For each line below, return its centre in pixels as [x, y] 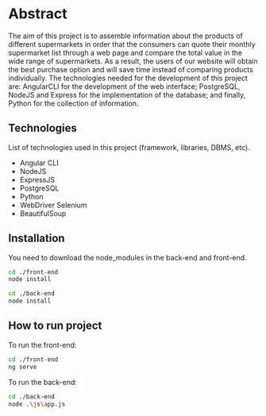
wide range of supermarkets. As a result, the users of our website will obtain [133, 61]
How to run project [55, 326]
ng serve [23, 367]
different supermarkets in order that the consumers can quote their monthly [132, 44]
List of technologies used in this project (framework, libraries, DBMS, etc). [129, 147]
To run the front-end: [42, 345]
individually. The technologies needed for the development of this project [128, 78]
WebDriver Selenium [53, 205]
